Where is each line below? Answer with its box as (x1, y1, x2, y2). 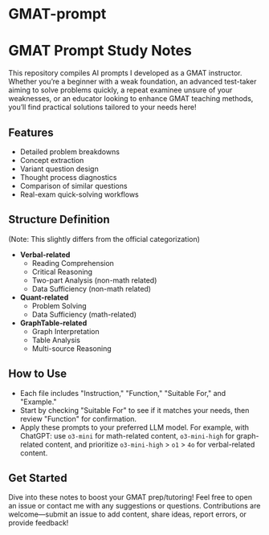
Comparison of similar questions (19, 181, 128, 190)
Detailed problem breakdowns (19, 146, 120, 157)
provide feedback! (8, 518, 69, 528)
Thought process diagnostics (19, 172, 117, 182)
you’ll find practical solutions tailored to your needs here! (8, 102, 197, 112)
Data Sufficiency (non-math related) (31, 284, 151, 293)
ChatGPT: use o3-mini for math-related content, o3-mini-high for (19, 431, 235, 440)
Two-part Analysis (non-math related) (31, 275, 157, 285)
